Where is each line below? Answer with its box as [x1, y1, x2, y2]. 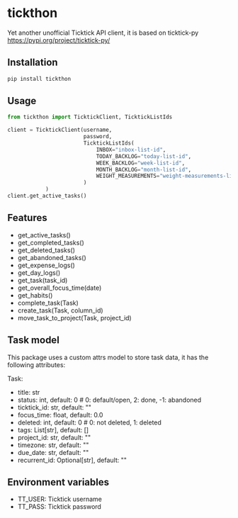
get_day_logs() [17, 268, 61, 277]
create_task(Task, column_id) [17, 306, 104, 315]
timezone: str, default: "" [17, 441, 89, 449]
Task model [7, 334, 60, 347]
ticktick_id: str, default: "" [17, 402, 92, 412]
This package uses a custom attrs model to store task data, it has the [7, 353, 209, 361]
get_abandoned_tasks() [17, 253, 86, 261]
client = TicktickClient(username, [7, 126, 113, 134]
